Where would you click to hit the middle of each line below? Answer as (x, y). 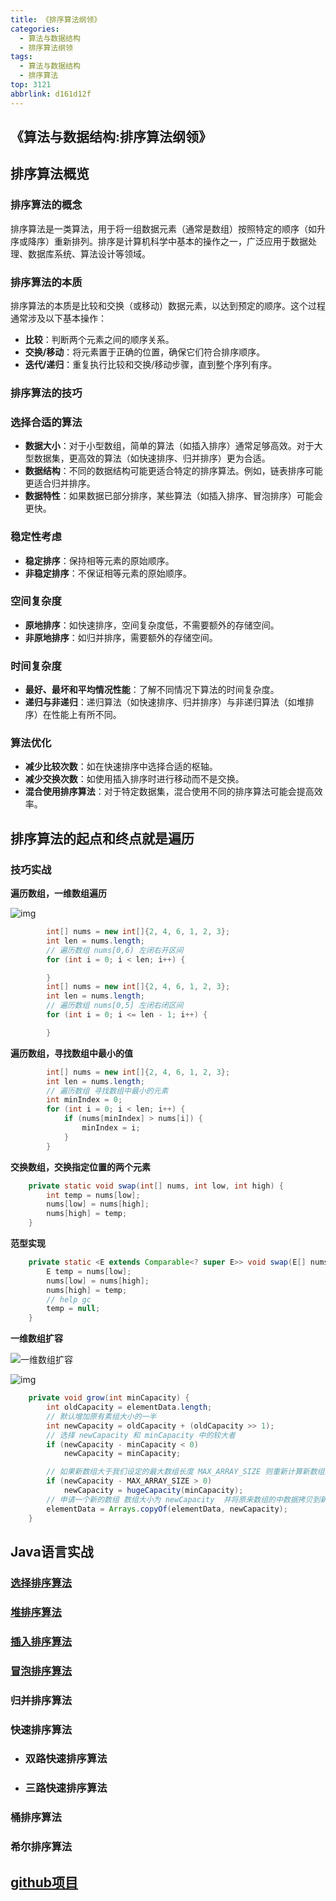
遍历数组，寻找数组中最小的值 (71, 1053)
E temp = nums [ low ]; (89, 1271)
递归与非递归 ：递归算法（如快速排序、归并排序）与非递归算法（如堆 (165, 702)
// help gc (69, 1299)
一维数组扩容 (36, 1338)
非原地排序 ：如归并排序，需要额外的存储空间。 (121, 637)
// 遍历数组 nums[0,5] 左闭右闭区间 (115, 1006)
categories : (35, 29)
